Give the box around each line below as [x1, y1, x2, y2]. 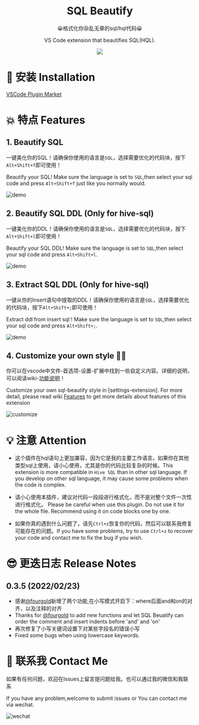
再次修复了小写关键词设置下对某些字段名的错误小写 [14, 625, 140, 633]
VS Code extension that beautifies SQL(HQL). [44, 36, 156, 44]
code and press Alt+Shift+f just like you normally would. [6, 179, 146, 187]
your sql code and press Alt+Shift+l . [6, 250, 98, 258]
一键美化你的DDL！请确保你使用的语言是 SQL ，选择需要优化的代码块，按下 [6, 225, 186, 232]
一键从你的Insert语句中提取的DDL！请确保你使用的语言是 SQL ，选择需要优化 [6, 296, 190, 303]
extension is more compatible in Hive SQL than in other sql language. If [14, 469, 187, 476]
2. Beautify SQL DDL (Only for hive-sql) [6, 209, 154, 219]
